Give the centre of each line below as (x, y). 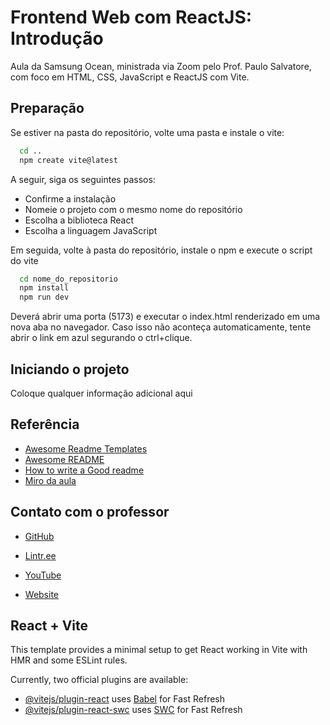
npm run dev (44, 297)
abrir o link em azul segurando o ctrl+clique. (101, 338)
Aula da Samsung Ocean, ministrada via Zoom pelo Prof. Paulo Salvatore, (161, 66)
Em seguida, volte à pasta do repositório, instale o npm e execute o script (161, 250)
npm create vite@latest (68, 160)
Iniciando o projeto (70, 369)
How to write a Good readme (84, 470)
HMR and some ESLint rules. (69, 660)
